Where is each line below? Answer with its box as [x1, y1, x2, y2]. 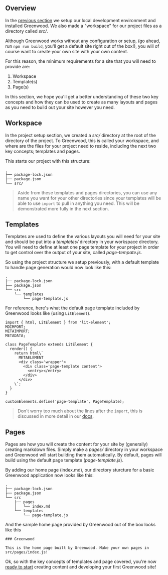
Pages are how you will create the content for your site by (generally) [5, 441, 148, 447]
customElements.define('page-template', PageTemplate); [5, 399, 124, 404]
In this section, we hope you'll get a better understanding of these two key [5, 93, 159, 99]
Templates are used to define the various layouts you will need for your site [5, 234, 160, 240]
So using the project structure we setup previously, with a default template [5, 259, 159, 265]
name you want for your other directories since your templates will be [17, 195, 161, 201]
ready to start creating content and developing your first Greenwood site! [5, 564, 156, 570]
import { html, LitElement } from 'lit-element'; [5, 320, 111, 325]
